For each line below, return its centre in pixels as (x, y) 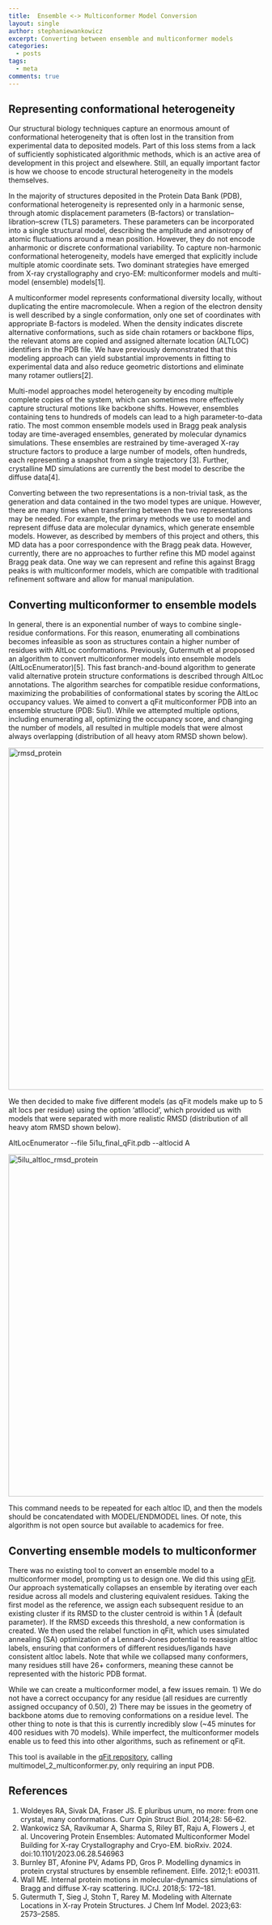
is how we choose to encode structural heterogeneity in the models (121, 172)
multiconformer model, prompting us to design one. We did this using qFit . (132, 1579)
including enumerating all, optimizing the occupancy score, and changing (131, 720)
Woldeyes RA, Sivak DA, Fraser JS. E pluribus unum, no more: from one (139, 1811)
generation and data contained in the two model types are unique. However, (135, 502)
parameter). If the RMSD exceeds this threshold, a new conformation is (127, 1622)
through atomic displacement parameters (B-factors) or (101, 213)
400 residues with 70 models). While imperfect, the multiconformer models (134, 1733)
